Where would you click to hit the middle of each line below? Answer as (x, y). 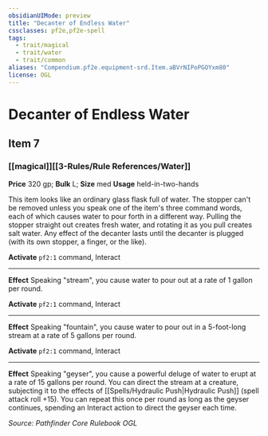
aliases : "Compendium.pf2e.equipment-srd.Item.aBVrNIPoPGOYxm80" (119, 68)
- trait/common (41, 61)
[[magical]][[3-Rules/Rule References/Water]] (100, 167)
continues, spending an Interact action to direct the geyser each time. (122, 407)
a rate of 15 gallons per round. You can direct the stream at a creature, (124, 382)
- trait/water (39, 53)
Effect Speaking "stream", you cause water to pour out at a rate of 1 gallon (130, 280)
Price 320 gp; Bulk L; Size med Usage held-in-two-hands (104, 183)
